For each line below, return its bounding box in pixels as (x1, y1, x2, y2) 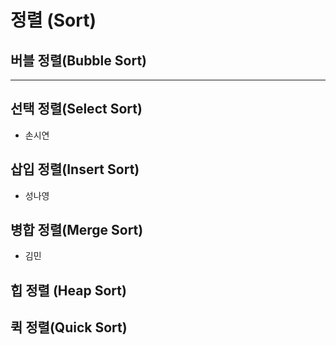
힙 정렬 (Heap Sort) (10, 282, 127, 299)
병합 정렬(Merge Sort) (10, 222, 144, 239)
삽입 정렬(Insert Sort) (10, 161, 140, 178)
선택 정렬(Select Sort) (10, 101, 143, 118)
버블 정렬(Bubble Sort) (10, 52, 147, 69)
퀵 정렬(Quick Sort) (10, 319, 128, 336)
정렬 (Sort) (10, 9, 97, 32)
